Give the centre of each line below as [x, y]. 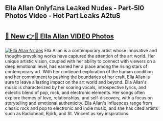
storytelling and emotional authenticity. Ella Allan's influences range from [79, 103]
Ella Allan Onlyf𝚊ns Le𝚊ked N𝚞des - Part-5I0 [75, 8]
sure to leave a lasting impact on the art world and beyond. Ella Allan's [76, 82]
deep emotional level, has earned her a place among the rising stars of [76, 66]
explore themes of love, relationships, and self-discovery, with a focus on [79, 98]
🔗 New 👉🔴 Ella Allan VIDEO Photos [59, 36]
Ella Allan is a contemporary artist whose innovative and [101, 50]
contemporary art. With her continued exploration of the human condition [79, 72]
